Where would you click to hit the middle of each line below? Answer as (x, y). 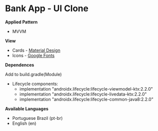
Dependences (20, 65)
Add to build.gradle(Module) (34, 74)
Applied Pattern (22, 22)
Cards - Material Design (36, 50)
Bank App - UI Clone (47, 9)
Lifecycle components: (35, 84)
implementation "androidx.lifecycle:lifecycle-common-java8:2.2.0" (86, 99)
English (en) (24, 123)
